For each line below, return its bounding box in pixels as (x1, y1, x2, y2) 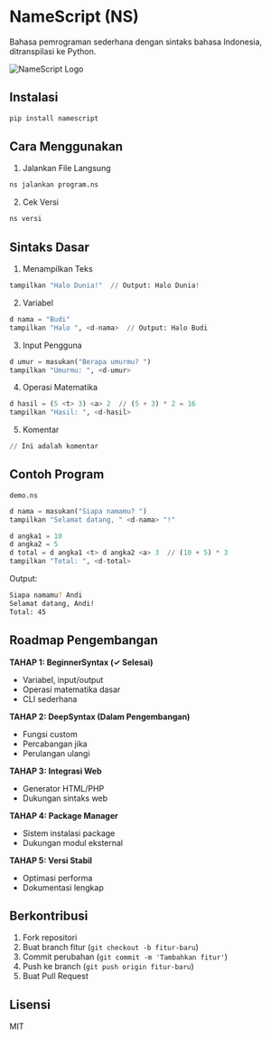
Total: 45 (9, 607, 47, 617)
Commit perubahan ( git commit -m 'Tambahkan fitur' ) (22, 951, 229, 962)
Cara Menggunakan (9, 139, 124, 155)
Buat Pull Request (22, 971, 89, 982)
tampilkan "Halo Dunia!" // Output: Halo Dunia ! (9, 281, 201, 290)
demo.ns (9, 491, 39, 500)
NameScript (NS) (9, 6, 140, 27)
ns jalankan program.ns (9, 180, 99, 189)
